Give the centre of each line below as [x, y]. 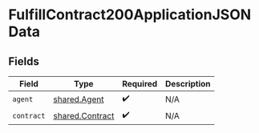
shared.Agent [79, 99]
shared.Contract [84, 115]
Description [188, 84]
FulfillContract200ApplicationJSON [130, 15]
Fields [24, 61]
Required [140, 84]
